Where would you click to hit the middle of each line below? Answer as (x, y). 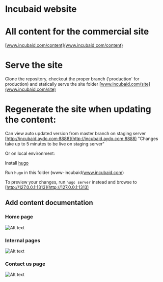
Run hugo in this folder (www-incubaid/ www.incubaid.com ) (65, 173)
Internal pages (23, 240)
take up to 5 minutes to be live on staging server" (55, 144)
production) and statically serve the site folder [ (53, 84)
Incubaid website (41, 9)
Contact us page (25, 264)
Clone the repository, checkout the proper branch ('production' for (72, 79)
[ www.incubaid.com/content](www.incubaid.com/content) (64, 45)
